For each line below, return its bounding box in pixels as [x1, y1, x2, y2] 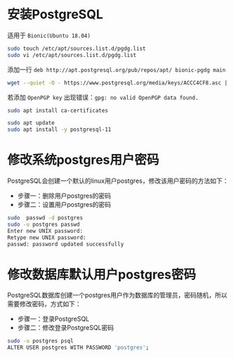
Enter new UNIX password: [7, 227, 83, 234]
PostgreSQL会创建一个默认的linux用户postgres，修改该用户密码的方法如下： [7, 177, 229, 185]
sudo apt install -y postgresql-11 [7, 126, 112, 134]
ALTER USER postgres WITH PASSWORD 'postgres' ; [7, 344, 150, 352]
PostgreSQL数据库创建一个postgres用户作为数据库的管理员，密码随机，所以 [7, 291, 228, 300]
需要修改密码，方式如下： [7, 300, 82, 308]
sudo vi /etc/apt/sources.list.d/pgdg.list [7, 51, 137, 58]
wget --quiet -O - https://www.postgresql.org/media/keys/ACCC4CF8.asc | [7, 79, 228, 87]
